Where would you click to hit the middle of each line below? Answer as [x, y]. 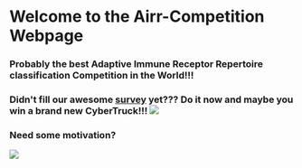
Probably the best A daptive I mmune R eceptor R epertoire [137, 64]
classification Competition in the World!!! [102, 76]
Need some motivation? [63, 135]
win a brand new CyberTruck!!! [79, 111]
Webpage [47, 36]
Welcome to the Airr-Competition [137, 17]
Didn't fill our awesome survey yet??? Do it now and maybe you [151, 99]
